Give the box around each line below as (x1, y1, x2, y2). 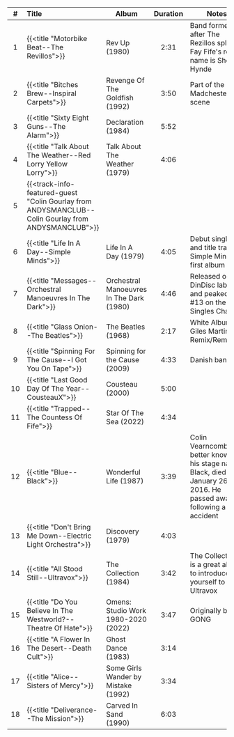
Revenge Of (105, 76, 145, 85)
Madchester (189, 88, 230, 98)
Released (189, 272, 221, 281)
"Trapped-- (50, 404, 91, 413)
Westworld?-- (26, 614, 75, 624)
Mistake (105, 681, 132, 690)
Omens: (105, 597, 132, 607)
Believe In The (26, 606, 73, 615)
